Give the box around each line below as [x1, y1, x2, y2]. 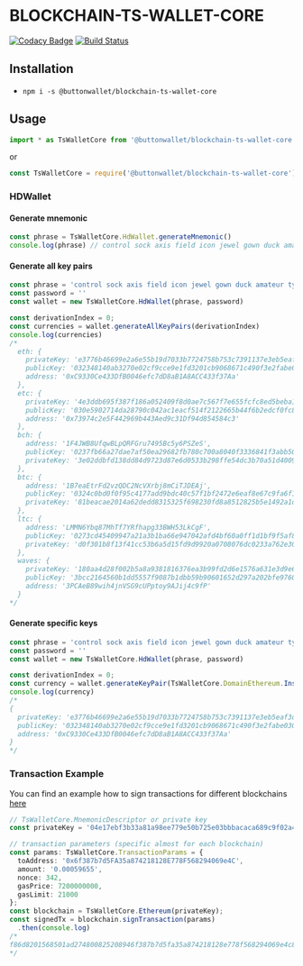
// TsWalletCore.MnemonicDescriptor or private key [9, 815, 207, 825]
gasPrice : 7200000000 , [17, 881, 103, 890]
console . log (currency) [9, 688, 95, 697]
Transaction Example [9, 768, 105, 780]
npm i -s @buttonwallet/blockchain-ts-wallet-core [22, 87, 217, 96]
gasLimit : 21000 [17, 889, 78, 899]
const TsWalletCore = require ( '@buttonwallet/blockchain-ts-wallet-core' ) [9, 169, 297, 178]
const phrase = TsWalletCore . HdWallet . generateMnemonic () [9, 232, 232, 241]
